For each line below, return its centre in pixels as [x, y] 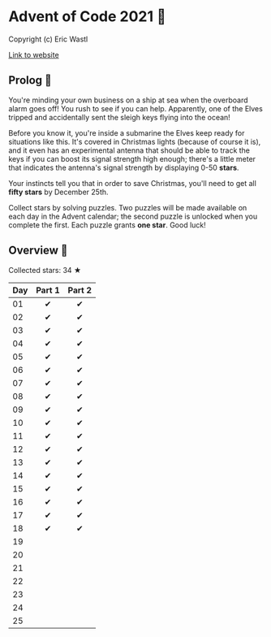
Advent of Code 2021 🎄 [87, 17]
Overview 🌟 [38, 251]
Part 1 [48, 290]
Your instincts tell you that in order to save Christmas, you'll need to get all [133, 183]
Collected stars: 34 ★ [45, 270]
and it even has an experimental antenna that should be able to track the [129, 150]
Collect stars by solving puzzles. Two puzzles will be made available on [128, 207]
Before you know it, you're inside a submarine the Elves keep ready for [127, 132]
